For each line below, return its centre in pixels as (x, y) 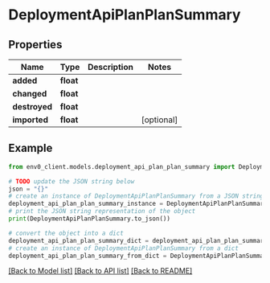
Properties (35, 45)
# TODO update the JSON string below (72, 181)
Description (110, 67)
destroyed (33, 107)
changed (30, 94)
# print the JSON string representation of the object (102, 211)
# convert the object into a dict (66, 233)
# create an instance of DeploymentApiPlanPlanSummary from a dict (124, 248)
